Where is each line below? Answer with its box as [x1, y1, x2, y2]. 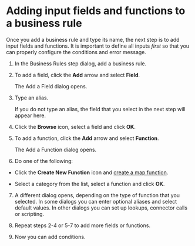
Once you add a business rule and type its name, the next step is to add [6, 36, 180, 43]
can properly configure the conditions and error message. [6, 48, 147, 55]
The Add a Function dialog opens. [14, 146, 97, 153]
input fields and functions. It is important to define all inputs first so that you [6, 42, 190, 49]
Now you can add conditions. [14, 233, 86, 240]
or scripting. [14, 210, 45, 217]
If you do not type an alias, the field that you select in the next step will [14, 105, 186, 112]
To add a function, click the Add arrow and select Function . [14, 134, 160, 142]
